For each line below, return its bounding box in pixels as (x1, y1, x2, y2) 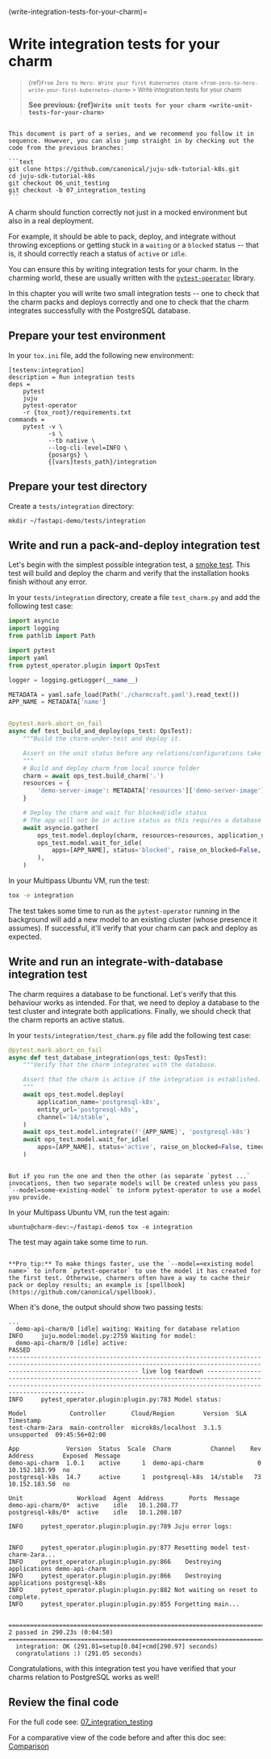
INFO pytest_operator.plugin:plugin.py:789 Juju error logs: (8, 1522, 232, 1531)
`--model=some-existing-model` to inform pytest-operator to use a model (8, 1186, 262, 1194)
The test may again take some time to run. (8, 1237, 148, 1247)
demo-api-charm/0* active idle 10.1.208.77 (8, 1501, 179, 1509)
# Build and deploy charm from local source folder (23, 764, 200, 773)
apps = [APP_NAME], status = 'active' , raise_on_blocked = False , (37, 1143, 244, 1152)
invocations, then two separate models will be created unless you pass (8, 1179, 258, 1187)
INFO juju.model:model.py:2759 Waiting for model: (8, 1332, 197, 1340)
